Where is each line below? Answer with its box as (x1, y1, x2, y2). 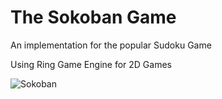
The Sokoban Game (10, 6, 177, 29)
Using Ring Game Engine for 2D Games (10, 58, 172, 70)
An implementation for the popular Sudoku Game (10, 39, 212, 51)
